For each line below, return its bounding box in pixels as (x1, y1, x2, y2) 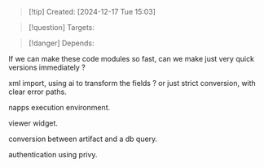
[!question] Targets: (28, 23, 95, 32)
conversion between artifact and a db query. (8, 134, 158, 143)
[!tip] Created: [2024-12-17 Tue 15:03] (28, 7, 156, 16)
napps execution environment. (8, 103, 111, 112)
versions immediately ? (8, 62, 86, 72)
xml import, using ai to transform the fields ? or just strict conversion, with (8, 79, 257, 88)
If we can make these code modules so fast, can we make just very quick (8, 54, 255, 63)
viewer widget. (8, 118, 59, 128)
